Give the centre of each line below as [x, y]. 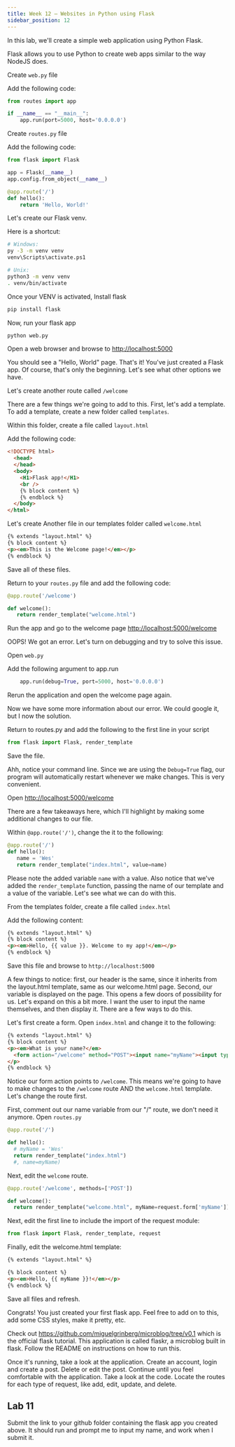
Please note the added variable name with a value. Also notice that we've [111, 878]
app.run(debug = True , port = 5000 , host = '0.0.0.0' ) [92, 682]
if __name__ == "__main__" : [48, 114]
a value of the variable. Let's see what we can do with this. [92, 893]
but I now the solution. [39, 716]
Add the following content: [45, 920]
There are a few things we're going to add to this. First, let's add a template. [116, 404]
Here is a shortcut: [34, 232]
